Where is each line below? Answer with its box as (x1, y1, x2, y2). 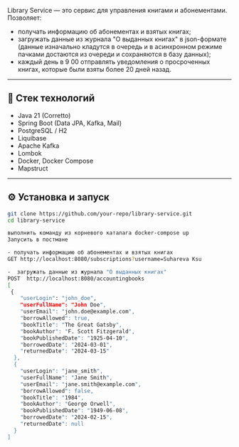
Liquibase (17, 134, 47, 142)
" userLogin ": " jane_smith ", (20, 367, 103, 375)
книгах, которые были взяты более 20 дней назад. (17, 65, 172, 73)
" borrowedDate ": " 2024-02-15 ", (20, 414, 113, 421)
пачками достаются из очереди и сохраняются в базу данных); (17, 50, 211, 58)
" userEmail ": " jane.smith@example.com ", (20, 380, 142, 388)
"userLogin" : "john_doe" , (20, 295, 97, 302)
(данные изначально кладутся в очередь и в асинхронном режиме (17, 43, 223, 50)
